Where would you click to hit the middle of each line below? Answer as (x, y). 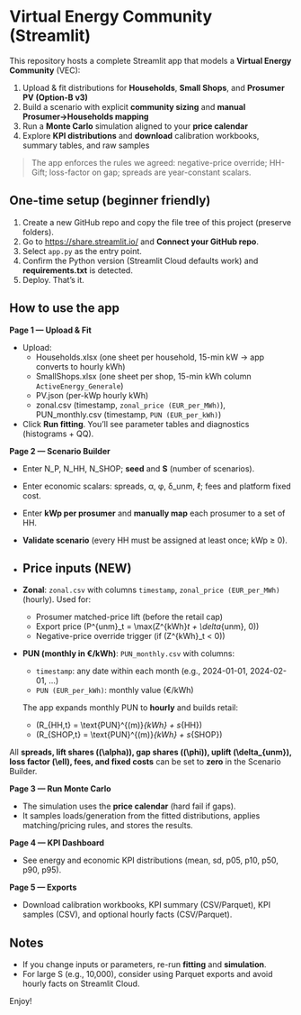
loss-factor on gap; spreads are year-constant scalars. (150, 172)
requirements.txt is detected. (77, 270)
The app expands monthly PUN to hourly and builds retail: (130, 708)
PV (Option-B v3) (55, 97)
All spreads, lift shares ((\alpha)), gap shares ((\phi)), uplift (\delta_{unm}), (150, 752)
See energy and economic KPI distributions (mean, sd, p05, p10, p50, (150, 860)
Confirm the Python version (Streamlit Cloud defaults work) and (140, 261)
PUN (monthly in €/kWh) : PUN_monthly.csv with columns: (128, 654)
